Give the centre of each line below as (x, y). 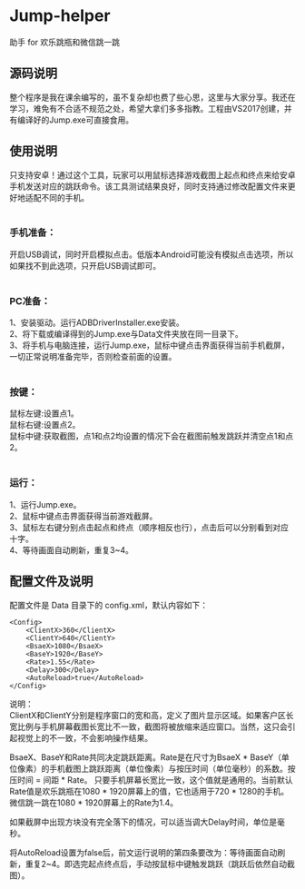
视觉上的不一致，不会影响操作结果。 (84, 737)
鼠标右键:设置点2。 (45, 425)
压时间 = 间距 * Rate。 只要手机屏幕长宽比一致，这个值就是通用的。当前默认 (151, 780)
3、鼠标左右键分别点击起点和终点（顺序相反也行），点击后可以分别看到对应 (149, 527)
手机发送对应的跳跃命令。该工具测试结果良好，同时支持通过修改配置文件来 (148, 186)
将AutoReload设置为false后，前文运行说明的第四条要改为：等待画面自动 (143, 852)
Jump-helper (60, 16)
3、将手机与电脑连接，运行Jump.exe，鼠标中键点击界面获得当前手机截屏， (150, 345)
